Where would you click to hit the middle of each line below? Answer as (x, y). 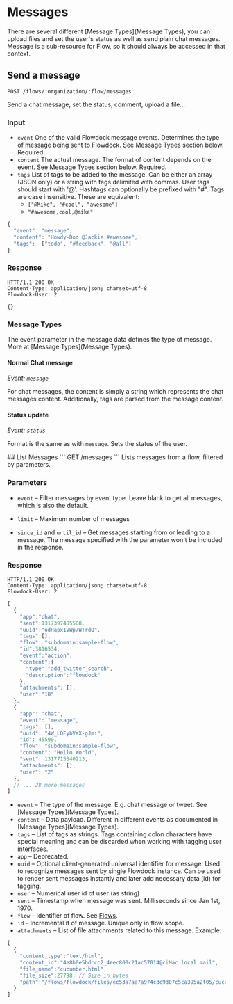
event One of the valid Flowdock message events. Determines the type (118, 138)
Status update (28, 415)
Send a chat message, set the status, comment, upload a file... (96, 104)
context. (19, 54)
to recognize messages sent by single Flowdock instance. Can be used (119, 871)
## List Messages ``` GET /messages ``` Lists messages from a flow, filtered (115, 457)
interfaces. (33, 849)
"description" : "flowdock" (63, 675)
